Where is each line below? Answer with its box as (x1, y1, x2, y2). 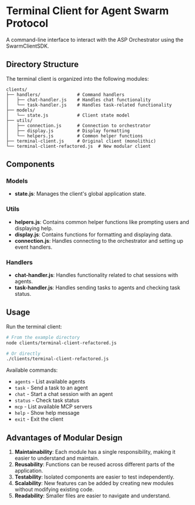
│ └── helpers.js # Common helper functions (6, 133, 143, 139)
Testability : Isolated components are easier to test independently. (14, 473, 174, 481)
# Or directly (6, 351, 41, 357)
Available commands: (6, 367, 58, 374)
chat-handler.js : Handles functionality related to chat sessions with (14, 272, 179, 279)
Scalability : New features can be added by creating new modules (14, 480, 174, 487)
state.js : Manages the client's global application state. (14, 190, 146, 197)
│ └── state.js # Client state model (6, 112, 130, 118)
